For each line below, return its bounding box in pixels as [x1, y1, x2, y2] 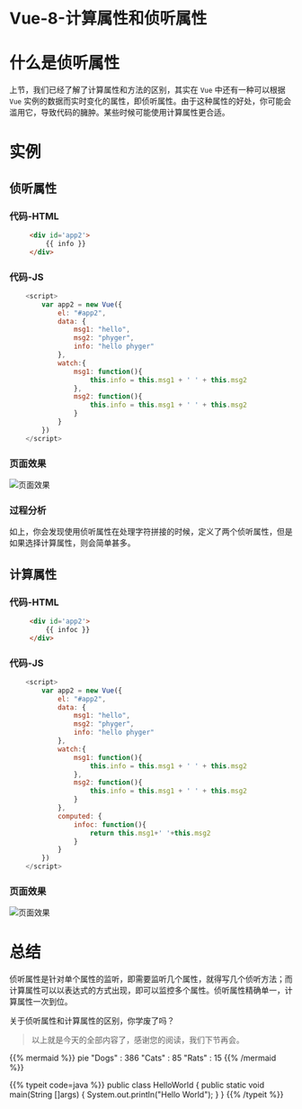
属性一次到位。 [16, 996, 73, 1007]
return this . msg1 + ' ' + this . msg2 [89, 829, 211, 838]
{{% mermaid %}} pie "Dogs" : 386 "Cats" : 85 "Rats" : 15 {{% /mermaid [9, 1052, 277, 1064]
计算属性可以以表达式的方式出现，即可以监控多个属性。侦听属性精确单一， [9, 985, 285, 996]
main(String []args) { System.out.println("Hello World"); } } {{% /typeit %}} [9, 1089, 284, 1100]
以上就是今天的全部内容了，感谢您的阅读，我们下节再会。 [31, 1034, 244, 1046]
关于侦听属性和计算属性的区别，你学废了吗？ [9, 1015, 175, 1026]
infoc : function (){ [73, 820, 147, 829]
